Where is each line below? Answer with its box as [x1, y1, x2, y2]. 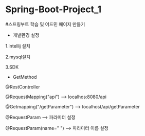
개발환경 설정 [12, 32, 40, 38]
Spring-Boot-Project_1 [5, 4, 102, 15]
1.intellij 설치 [5, 42, 31, 49]
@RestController [5, 83, 40, 90]
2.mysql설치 [5, 54, 31, 60]
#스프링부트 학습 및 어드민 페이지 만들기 [5, 21, 85, 27]
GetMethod [12, 74, 37, 80]
